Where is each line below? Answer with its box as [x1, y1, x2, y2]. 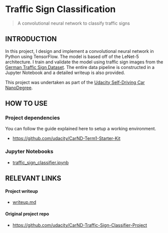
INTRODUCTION [5, 35, 57, 43]
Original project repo [5, 210, 49, 217]
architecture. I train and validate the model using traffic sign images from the [5, 59, 163, 65]
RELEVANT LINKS [5, 174, 62, 183]
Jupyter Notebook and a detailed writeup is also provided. [5, 69, 125, 75]
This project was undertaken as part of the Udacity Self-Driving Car [5, 79, 145, 85]
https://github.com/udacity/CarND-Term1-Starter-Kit [12, 135, 121, 141]
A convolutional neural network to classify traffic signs [17, 20, 130, 26]
